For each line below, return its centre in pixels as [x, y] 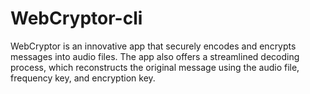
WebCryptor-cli [76, 18]
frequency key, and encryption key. [83, 78]
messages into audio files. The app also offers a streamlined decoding [155, 56]
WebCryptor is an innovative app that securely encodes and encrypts [153, 46]
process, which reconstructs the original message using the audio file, [155, 67]
